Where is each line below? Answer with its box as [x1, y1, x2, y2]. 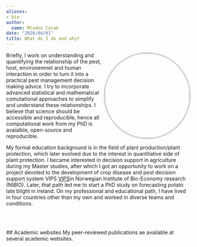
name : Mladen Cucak [11, 25, 59, 31]
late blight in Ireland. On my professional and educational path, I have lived [6, 188, 186, 194]
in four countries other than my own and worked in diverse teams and [6, 194, 175, 201]
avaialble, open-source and [6, 126, 72, 133]
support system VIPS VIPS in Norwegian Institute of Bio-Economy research [6, 175, 186, 182]
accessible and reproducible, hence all [6, 114, 100, 121]
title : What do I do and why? [6, 36, 80, 42]
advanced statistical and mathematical [6, 89, 99, 96]
